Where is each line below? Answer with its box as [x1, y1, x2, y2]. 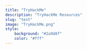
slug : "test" [5, 17, 33, 22]
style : [5, 27, 19, 32]
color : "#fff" [14, 36, 44, 41]
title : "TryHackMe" [5, 7, 47, 13]
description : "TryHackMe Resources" [5, 12, 82, 17]
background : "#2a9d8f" [14, 31, 62, 36]
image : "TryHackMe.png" [5, 21, 56, 27]
